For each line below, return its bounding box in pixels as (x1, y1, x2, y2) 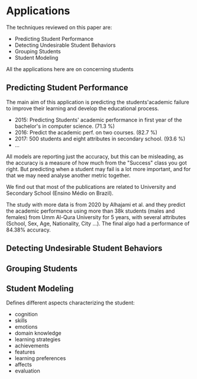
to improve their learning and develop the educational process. (6, 105, 159, 112)
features (14, 348, 35, 356)
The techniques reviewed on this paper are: (6, 24, 112, 31)
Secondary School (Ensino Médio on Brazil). (6, 189, 114, 197)
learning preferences (14, 355, 66, 362)
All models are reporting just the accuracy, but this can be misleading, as (6, 153, 184, 160)
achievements (14, 342, 49, 349)
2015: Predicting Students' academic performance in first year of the (14, 116, 182, 123)
